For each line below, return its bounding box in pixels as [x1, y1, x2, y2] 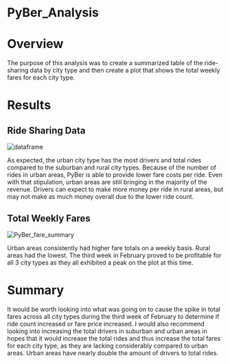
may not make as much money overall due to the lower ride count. [7, 193, 194, 201]
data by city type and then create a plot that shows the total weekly [30, 66, 220, 75]
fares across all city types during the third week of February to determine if [7, 312, 220, 320]
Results [7, 97, 51, 113]
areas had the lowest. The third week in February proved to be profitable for [7, 251, 222, 259]
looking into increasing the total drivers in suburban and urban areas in [7, 327, 207, 335]
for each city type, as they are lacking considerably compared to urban [7, 341, 208, 350]
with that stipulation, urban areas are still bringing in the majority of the [7, 178, 207, 186]
